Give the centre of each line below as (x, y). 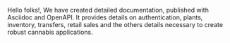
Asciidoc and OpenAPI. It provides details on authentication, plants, (105, 17)
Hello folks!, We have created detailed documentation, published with (108, 10)
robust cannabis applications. (50, 32)
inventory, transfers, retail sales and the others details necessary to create (115, 25)
